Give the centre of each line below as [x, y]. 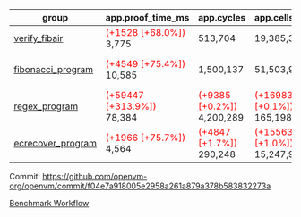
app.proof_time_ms [147, 17]
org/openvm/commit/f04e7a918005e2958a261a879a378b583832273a [140, 186]
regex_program [46, 106]
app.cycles [222, 17]
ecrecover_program [55, 143]
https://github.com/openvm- [95, 176]
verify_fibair [39, 38]
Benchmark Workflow [49, 203]
